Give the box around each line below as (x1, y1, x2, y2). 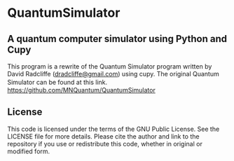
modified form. (7, 147, 50, 155)
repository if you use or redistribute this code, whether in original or (7, 139, 203, 148)
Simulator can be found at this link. (7, 78, 108, 86)
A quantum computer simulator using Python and (7, 33, 228, 45)
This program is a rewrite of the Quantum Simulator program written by (7, 62, 212, 71)
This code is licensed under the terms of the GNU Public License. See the (7, 125, 220, 133)
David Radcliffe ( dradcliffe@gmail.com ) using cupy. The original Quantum (7, 70, 219, 78)
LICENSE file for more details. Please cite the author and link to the (7, 132, 200, 141)
